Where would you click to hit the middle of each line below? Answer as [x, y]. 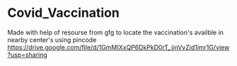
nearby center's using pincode [52, 39]
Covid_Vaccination [64, 13]
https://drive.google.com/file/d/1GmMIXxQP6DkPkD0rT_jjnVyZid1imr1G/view [118, 47]
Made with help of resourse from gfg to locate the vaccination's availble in [116, 32]
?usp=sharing [27, 55]
